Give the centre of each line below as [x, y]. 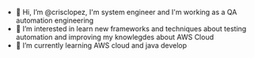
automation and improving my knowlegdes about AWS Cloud [115, 37]
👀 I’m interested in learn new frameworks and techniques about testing [131, 29]
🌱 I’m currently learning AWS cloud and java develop [101, 45]
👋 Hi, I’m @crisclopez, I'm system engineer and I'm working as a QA [126, 12]
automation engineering [55, 20]
